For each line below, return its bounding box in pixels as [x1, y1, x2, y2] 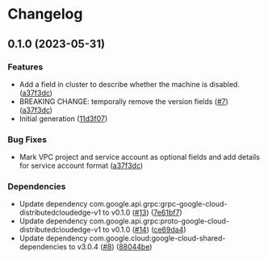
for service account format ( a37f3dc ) [19, 161, 144, 170]
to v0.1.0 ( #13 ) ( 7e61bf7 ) [103, 207, 182, 218]
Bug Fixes [7, 134, 48, 145]
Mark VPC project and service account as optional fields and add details [19, 152, 260, 162]
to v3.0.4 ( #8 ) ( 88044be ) [69, 242, 153, 252]
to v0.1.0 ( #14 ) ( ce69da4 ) [103, 225, 186, 235]
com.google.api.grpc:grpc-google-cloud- [89, 199, 228, 209]
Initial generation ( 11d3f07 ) [19, 114, 108, 123]
